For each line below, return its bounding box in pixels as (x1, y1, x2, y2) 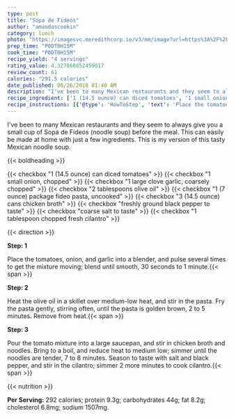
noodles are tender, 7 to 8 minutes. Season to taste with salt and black (7, 354, 209, 362)
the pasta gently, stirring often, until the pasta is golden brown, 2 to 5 (7, 304, 205, 312)
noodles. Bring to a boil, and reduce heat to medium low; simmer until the (7, 346, 217, 354)
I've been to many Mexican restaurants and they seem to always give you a (7, 120, 223, 129)
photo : (7, 36, 26, 43)
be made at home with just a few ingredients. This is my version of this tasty (7, 135, 226, 143)
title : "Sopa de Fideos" (7, 17, 79, 24)
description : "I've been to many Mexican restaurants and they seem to (7, 88, 219, 95)
